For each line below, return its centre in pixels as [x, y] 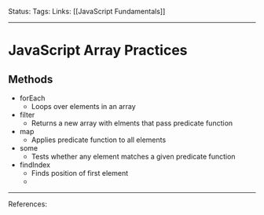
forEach [32, 98]
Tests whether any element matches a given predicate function [133, 157]
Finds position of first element [79, 173]
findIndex [35, 165]
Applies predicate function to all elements [99, 140]
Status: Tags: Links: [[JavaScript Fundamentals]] [87, 11]
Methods [31, 79]
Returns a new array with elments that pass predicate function [132, 123]
